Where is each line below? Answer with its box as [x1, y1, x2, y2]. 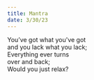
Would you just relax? [7, 65, 69, 73]
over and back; [7, 57, 51, 66]
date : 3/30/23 [7, 17, 49, 23]
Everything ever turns [7, 50, 70, 59]
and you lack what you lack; [7, 43, 88, 51]
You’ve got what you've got [7, 35, 86, 43]
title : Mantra [7, 10, 49, 17]
